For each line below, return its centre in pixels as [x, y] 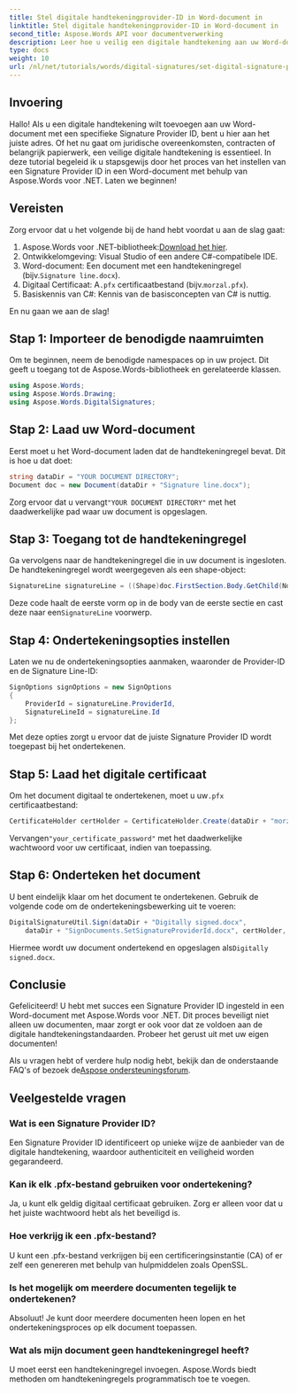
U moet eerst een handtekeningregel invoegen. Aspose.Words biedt [133, 1370]
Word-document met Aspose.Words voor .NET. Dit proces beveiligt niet [139, 1016]
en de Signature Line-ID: [54, 671]
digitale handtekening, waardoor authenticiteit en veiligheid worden [132, 1152]
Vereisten [36, 209]
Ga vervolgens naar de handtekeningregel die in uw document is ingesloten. [148, 561]
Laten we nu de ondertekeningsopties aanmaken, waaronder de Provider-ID [147, 662]
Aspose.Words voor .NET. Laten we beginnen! [93, 180]
